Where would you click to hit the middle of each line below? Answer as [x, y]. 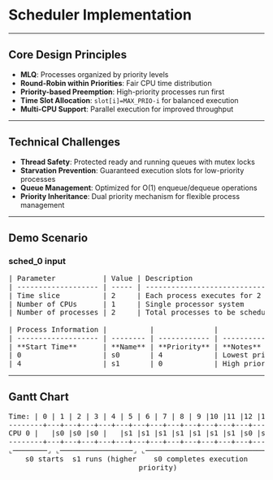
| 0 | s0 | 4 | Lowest [129, 355]
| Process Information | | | [114, 330]
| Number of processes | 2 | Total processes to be [122, 313]
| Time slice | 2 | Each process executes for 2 [135, 295]
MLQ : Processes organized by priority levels [94, 74]
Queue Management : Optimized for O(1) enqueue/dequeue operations [139, 188]
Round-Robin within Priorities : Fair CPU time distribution [116, 83]
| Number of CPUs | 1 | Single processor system [126, 304]
